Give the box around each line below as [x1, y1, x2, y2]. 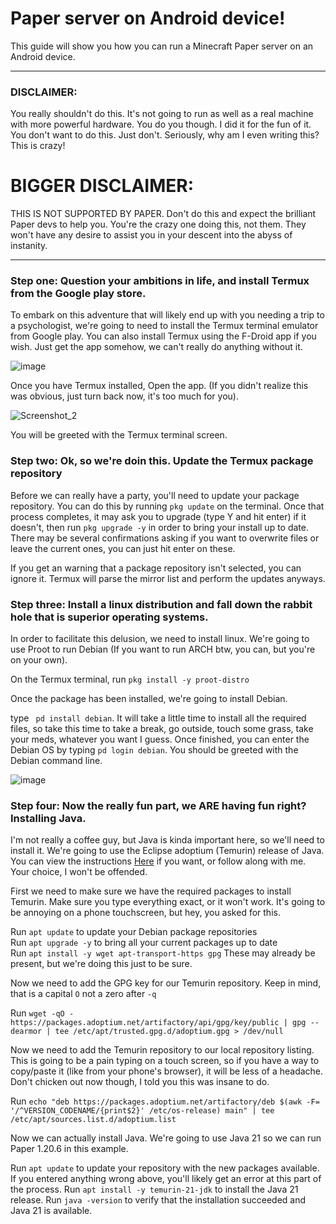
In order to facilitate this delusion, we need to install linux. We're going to [10, 633, 310, 645]
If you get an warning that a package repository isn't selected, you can [10, 562, 302, 574]
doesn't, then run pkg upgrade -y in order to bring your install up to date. [10, 521, 310, 533]
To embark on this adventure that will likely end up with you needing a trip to [10, 309, 325, 321]
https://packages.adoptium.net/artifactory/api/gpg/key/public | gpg [10, 1018, 307, 1028]
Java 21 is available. [10, 1205, 93, 1217]
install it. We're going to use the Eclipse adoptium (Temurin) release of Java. [10, 845, 325, 857]
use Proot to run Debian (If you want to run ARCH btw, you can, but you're [10, 643, 316, 656]
